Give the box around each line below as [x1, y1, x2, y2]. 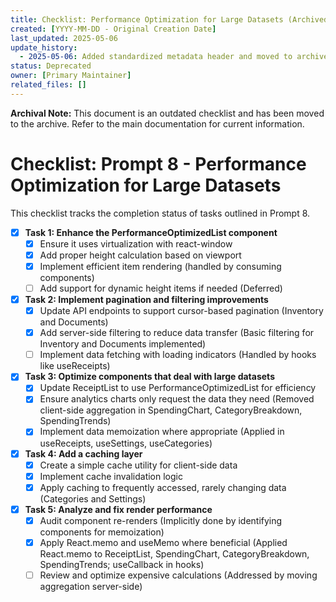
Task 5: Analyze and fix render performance [24, 503, 213, 515]
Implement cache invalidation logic [39, 470, 183, 482]
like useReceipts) [39, 360, 111, 372]
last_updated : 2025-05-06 [10, 33, 118, 43]
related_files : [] [10, 80, 87, 90]
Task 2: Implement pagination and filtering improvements [24, 294, 269, 305]
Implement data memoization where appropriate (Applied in [39, 426, 285, 438]
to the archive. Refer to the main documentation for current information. [10, 117, 305, 130]
